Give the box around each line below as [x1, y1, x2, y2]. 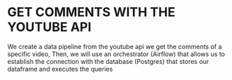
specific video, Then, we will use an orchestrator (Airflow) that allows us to [7, 50, 226, 58]
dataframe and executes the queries [7, 65, 113, 73]
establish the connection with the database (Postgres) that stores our [7, 57, 209, 65]
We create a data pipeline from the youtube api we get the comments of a [7, 42, 222, 51]
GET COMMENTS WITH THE [7, 4, 175, 20]
